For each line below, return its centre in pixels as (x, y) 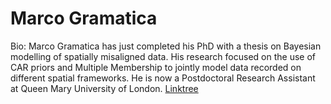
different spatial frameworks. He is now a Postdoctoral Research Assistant (163, 78)
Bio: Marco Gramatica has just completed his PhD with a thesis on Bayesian (166, 46)
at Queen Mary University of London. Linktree (104, 88)
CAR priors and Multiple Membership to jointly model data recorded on (156, 67)
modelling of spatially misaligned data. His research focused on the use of (163, 56)
